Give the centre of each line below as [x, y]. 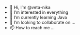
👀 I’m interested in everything [39, 12]
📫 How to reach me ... [32, 28]
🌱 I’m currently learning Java [38, 17]
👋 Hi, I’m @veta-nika [30, 7]
